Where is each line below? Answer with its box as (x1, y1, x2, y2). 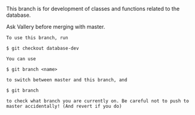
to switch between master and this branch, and (6, 77, 128, 83)
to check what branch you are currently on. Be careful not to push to (6, 98, 189, 104)
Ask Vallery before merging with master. (6, 23, 106, 30)
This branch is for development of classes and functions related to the (6, 5, 180, 12)
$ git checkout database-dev (6, 45, 79, 51)
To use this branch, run (6, 35, 68, 41)
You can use (6, 56, 36, 62)
